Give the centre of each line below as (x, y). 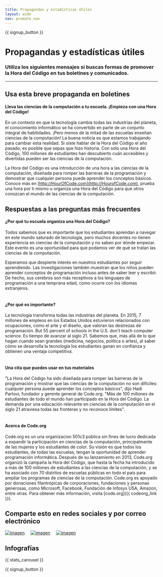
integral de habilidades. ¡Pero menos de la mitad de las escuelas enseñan (78, 133)
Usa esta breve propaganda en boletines (67, 94)
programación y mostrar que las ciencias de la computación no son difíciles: (81, 384)
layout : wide (18, 14)
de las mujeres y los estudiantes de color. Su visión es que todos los (73, 447)
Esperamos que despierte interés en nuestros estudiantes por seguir (73, 262)
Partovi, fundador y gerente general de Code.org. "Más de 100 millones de (80, 394)
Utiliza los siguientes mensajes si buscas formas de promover (80, 67)
